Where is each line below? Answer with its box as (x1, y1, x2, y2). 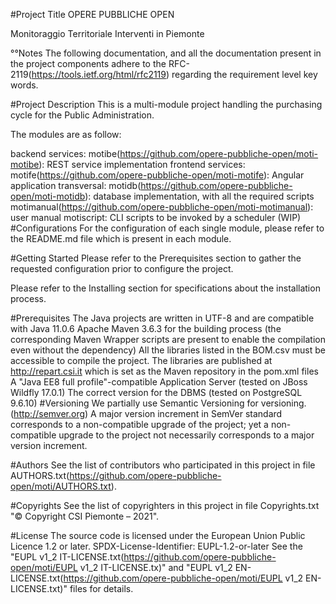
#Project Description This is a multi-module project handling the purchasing (10, 99, 323, 110)
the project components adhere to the (10, 58, 167, 69)
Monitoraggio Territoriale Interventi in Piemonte (10, 28, 205, 39)
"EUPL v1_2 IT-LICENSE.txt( (10, 551, 125, 563)
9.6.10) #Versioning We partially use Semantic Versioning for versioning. (10, 397, 307, 409)
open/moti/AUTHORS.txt (10, 480, 112, 492)
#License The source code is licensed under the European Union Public (10, 530, 306, 541)
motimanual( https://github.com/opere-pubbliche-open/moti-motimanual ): (10, 201, 314, 213)
